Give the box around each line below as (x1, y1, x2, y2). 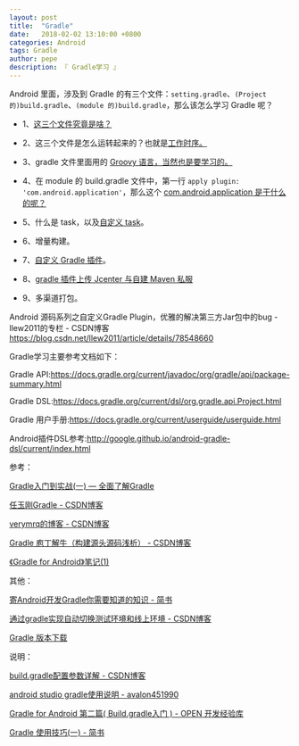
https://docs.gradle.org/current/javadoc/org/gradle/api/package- (50, 369, 290, 379)
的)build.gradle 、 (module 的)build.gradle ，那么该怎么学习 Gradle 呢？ (9, 99, 274, 110)
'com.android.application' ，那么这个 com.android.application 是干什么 (21, 186, 287, 197)
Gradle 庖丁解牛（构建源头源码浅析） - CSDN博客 (9, 537, 192, 548)
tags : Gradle (9, 46, 58, 55)
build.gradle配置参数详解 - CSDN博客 (9, 670, 146, 681)
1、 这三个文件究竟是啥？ (21, 118, 112, 129)
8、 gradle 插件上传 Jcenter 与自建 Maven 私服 (21, 273, 194, 284)
